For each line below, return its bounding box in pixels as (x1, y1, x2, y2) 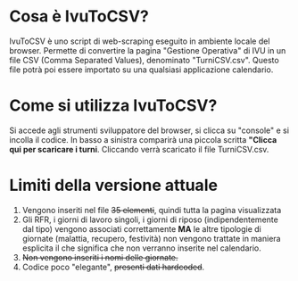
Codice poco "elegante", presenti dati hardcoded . (21, 261, 205, 272)
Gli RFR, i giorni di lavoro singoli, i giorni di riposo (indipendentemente (21, 214, 278, 225)
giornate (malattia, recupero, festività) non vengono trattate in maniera (21, 233, 281, 244)
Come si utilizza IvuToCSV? (9, 95, 218, 116)
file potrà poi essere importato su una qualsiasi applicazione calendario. (9, 64, 274, 75)
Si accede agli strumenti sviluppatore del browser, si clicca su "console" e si (9, 125, 290, 136)
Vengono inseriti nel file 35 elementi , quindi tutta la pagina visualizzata (21, 204, 282, 215)
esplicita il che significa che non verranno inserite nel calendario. (21, 243, 261, 253)
